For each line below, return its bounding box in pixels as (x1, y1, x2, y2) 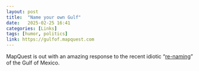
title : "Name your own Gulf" (6, 14, 82, 20)
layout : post (6, 8, 39, 15)
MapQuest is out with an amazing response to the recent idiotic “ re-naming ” (6, 53, 194, 60)
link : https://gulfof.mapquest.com (6, 36, 95, 42)
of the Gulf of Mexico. (6, 59, 60, 66)
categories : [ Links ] (6, 25, 58, 32)
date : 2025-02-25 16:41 (6, 20, 70, 26)
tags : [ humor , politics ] (6, 31, 68, 37)
